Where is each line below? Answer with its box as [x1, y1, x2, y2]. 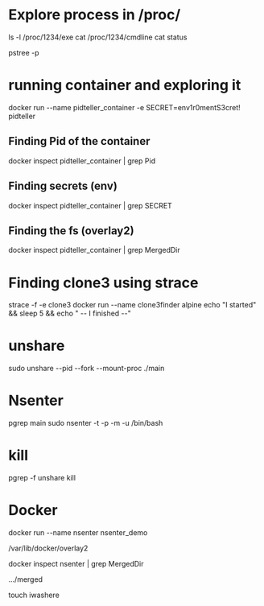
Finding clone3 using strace [8, 274, 199, 291]
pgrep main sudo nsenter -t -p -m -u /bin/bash [8, 418, 163, 428]
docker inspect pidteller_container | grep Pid [8, 155, 155, 166]
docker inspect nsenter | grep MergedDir [8, 559, 144, 568]
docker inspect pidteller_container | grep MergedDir [8, 245, 180, 255]
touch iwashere [8, 590, 60, 600]
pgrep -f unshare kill [8, 473, 76, 483]
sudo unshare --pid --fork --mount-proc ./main [8, 364, 165, 373]
